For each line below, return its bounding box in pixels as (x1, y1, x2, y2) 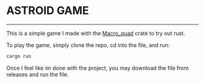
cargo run (6, 53, 32, 59)
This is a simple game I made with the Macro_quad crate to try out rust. (6, 29, 185, 37)
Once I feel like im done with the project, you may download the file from (6, 64, 189, 71)
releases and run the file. (6, 71, 69, 78)
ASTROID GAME (6, 4, 90, 18)
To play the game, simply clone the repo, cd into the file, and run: (6, 41, 170, 49)
